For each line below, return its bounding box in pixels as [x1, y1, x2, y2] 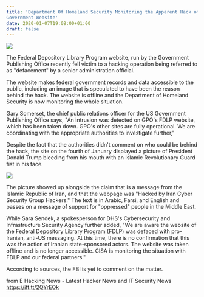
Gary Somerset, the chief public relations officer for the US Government [6, 110, 186, 117]
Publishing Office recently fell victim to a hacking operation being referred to [6, 60, 198, 68]
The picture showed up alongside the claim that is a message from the [6, 184, 182, 191]
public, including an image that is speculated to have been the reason [6, 85, 180, 93]
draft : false [6, 26, 39, 32]
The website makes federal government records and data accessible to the [6, 79, 194, 86]
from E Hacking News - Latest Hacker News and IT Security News [6, 278, 172, 285]
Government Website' [6, 15, 59, 21]
